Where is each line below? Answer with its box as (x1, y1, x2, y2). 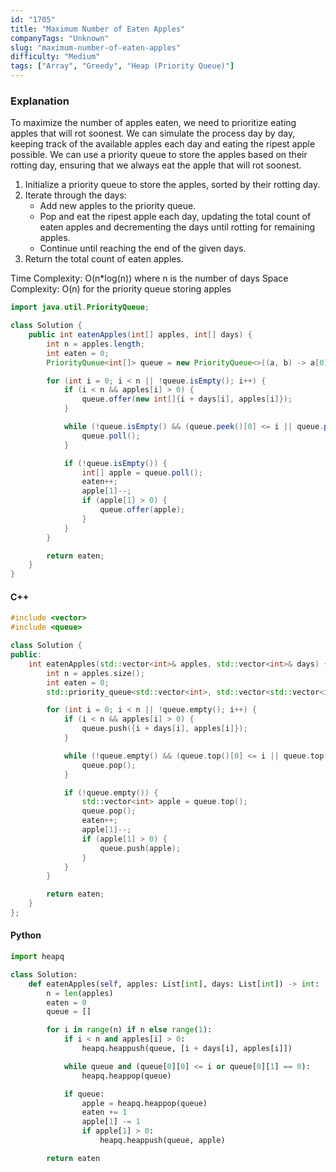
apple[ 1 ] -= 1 (81, 1117, 141, 1127)
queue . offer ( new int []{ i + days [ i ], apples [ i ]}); (81, 394, 293, 405)
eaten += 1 (81, 1107, 128, 1118)
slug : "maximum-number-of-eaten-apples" (10, 42, 182, 53)
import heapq (10, 952, 65, 962)
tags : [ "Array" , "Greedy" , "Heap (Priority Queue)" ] (10, 61, 235, 71)
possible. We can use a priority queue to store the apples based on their (10, 149, 308, 161)
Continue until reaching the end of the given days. (39, 242, 247, 255)
